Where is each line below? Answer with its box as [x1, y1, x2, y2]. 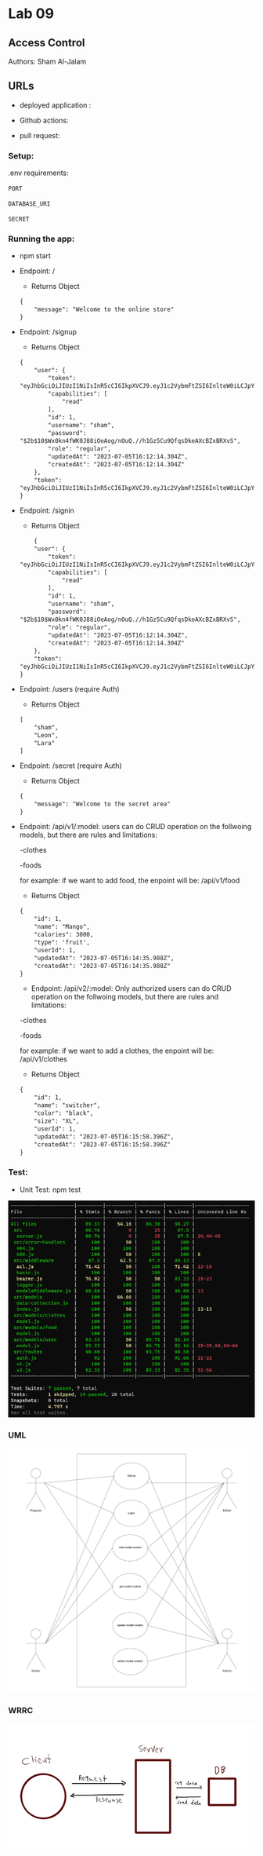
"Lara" [34, 740, 56, 747]
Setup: [8, 150, 34, 161]
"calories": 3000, [34, 931, 94, 939]
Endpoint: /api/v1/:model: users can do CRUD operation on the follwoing [19, 822, 252, 831]
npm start [19, 251, 51, 261]
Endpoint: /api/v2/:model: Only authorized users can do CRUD [31, 984, 232, 993]
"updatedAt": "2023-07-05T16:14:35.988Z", [34, 955, 175, 963]
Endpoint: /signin [19, 506, 74, 515]
